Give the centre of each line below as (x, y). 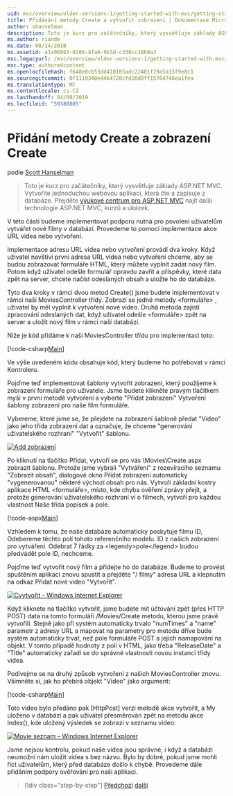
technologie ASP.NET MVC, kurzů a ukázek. (87, 208)
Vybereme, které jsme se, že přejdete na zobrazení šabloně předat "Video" (114, 418)
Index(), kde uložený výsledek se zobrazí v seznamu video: (92, 722)
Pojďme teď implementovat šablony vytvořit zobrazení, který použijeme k (112, 383)
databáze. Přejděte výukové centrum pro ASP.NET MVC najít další (118, 200)
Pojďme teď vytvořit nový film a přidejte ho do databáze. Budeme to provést (116, 567)
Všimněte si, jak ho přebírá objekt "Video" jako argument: (89, 681)
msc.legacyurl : (29, 59)
